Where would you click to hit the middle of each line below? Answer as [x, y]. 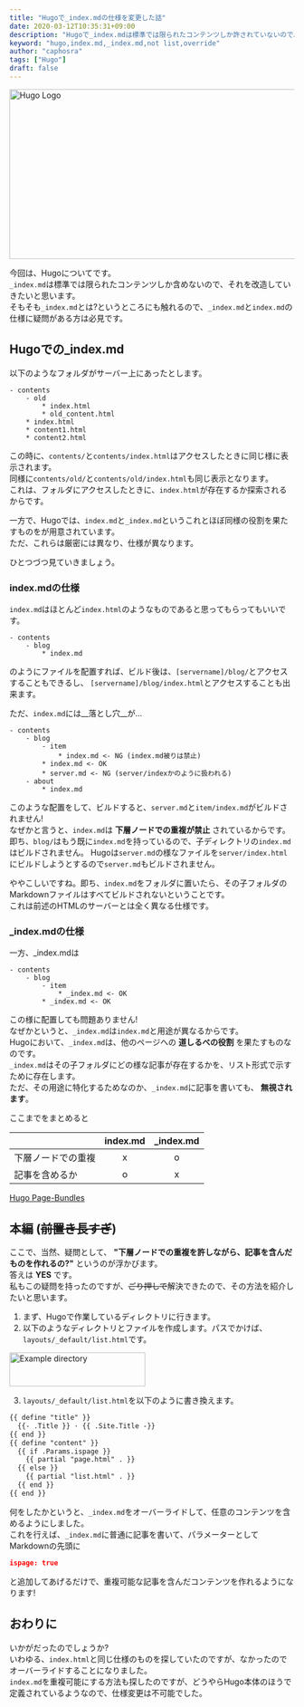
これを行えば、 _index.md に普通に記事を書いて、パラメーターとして [134, 1534]
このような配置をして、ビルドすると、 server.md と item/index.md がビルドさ [148, 807]
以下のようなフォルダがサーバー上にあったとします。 [108, 373]
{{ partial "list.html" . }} [81, 1477]
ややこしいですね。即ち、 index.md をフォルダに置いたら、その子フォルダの [148, 883]
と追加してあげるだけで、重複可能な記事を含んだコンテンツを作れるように [148, 1581]
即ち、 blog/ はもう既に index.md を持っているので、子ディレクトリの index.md [150, 841]
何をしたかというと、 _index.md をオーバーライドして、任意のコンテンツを [146, 1511]
